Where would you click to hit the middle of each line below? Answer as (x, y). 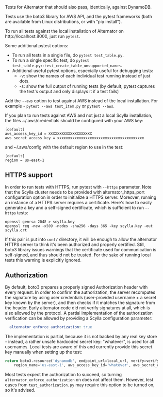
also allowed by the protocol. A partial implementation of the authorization (79, 313)
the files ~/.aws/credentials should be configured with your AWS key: (74, 121)
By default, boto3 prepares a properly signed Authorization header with (76, 287)
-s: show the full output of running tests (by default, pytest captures (87, 86)
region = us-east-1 (25, 160)
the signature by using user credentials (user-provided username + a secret (81, 297)
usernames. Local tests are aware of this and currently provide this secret (79, 347)
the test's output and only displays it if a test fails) (69, 91)
